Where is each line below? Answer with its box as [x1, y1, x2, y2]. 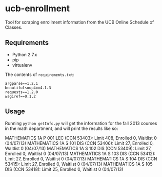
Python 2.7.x [12, 51, 38, 57]
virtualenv [12, 62, 33, 68]
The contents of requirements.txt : [5, 72, 75, 77]
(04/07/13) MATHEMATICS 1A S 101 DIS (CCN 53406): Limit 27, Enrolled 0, [5, 140, 154, 146]
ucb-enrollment [5, 3, 70, 14]
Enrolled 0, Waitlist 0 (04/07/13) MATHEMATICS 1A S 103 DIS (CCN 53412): [5, 151, 156, 156]
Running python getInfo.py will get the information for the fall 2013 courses [5, 120, 157, 126]
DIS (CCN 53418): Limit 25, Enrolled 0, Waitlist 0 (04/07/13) [5, 166, 123, 172]
